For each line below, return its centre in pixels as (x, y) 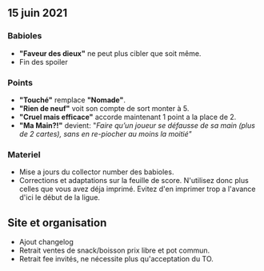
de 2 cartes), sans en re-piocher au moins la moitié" (106, 134)
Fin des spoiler (44, 62)
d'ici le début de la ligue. (60, 197)
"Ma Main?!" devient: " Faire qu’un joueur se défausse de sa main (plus (137, 125)
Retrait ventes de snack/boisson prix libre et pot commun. (114, 250)
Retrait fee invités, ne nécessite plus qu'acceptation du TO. (116, 259)
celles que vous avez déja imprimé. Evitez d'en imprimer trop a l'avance (137, 189)
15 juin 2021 (38, 13)
